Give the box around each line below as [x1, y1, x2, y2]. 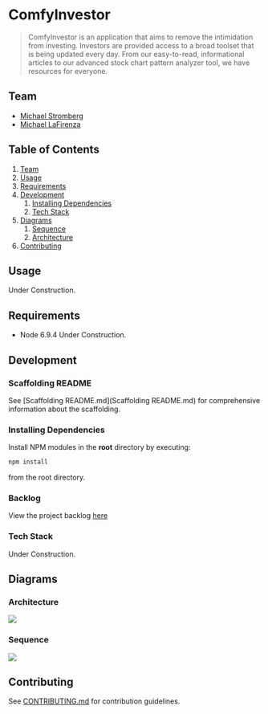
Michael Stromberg [19, 111, 84, 120]
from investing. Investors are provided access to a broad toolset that [27, 40, 254, 50]
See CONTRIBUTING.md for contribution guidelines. [8, 696, 181, 706]
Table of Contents [8, 143, 100, 157]
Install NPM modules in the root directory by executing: [8, 443, 191, 452]
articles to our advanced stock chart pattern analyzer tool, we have [27, 58, 250, 67]
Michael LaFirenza [19, 119, 81, 129]
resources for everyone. [27, 66, 108, 75]
